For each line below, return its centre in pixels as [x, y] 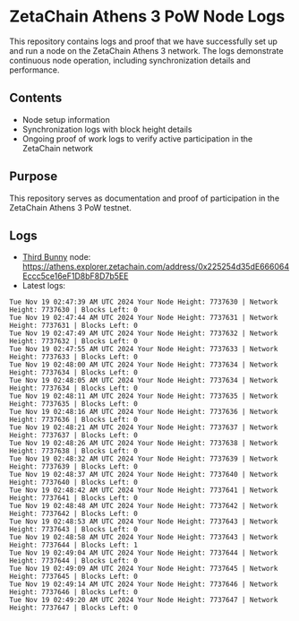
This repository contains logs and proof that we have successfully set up [143, 41]
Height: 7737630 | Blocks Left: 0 [74, 310]
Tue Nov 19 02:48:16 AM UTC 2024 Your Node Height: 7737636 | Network [144, 412]
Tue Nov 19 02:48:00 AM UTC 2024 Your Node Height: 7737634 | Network [144, 365]
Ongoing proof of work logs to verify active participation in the [137, 138]
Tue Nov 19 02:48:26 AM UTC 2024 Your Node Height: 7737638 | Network [144, 444]
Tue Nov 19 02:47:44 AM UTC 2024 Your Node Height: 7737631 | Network [144, 318]
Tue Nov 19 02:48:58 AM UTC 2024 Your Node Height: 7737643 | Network [144, 538]
